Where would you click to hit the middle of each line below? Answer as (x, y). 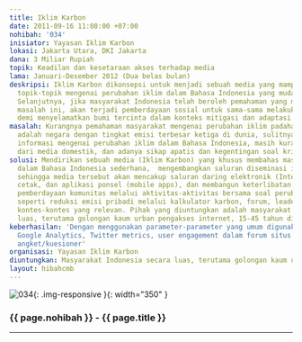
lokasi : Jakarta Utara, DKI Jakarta (78, 51)
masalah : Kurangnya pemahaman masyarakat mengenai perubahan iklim (138, 127)
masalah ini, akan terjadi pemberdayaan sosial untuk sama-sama (140, 110)
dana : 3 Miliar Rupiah (52, 59)
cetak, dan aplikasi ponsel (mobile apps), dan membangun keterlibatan (155, 185)
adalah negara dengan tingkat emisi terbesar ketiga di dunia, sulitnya (156, 135)
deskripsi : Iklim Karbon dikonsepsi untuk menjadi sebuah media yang (142, 85)
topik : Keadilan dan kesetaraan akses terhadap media (112, 68)
